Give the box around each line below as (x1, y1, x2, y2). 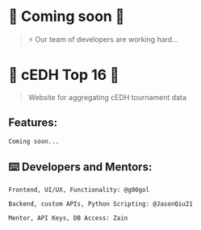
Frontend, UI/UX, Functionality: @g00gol (8, 186, 150, 194)
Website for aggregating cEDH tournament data (27, 92, 187, 102)
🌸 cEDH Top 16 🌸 (8, 66, 119, 84)
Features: (8, 116, 58, 130)
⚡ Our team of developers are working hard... (27, 34, 179, 44)
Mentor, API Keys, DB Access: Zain (8, 214, 128, 222)
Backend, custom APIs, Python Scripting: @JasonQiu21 (8, 199, 194, 208)
